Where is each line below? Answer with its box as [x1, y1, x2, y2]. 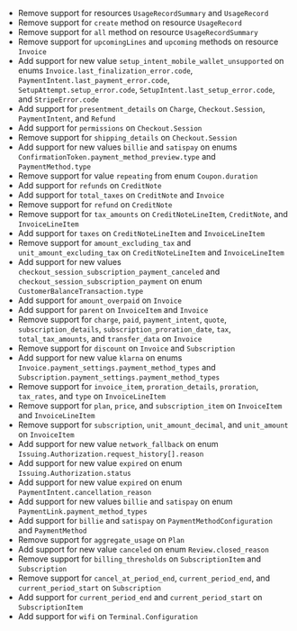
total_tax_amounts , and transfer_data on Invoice [17, 334, 202, 343]
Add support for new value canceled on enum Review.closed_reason [17, 544, 270, 554]
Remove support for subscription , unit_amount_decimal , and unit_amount [17, 419, 289, 430]
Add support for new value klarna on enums [17, 352, 183, 363]
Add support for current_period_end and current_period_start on [17, 592, 263, 602]
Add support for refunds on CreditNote [17, 180, 162, 190]
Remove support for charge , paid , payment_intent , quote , [17, 315, 228, 325]
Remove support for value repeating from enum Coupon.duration [17, 170, 258, 181]
